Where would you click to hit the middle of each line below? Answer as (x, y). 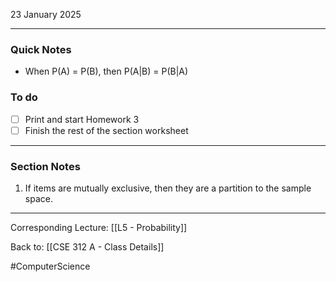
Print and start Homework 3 (82, 119)
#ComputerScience (50, 266)
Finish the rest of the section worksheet (106, 130)
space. (38, 199)
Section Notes (45, 166)
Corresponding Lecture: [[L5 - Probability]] (99, 228)
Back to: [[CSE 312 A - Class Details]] (87, 247)
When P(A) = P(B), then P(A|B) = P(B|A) (106, 71)
